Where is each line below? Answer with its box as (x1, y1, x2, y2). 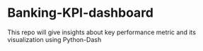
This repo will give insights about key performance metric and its (7, 28, 197, 36)
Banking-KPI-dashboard (7, 5, 154, 21)
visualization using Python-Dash (7, 35, 102, 43)
